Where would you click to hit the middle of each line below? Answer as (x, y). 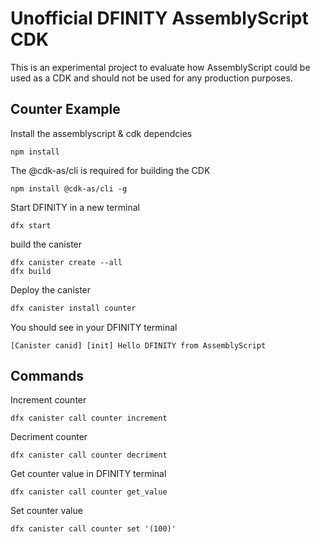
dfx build (31, 271)
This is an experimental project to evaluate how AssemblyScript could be (160, 67)
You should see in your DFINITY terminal (94, 327)
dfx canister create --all (66, 262)
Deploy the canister (51, 289)
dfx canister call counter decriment (89, 455)
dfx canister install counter (73, 308)
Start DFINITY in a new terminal (75, 207)
